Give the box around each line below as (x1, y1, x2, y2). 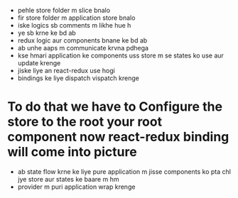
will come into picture (7, 144, 137, 160)
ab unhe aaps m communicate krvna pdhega (17, 44, 149, 52)
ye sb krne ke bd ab (17, 28, 76, 37)
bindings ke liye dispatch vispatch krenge (17, 74, 140, 82)
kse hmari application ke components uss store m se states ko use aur (17, 51, 224, 60)
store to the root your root (7, 114, 162, 130)
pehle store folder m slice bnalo (17, 6, 111, 14)
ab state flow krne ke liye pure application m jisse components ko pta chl (17, 167, 231, 176)
